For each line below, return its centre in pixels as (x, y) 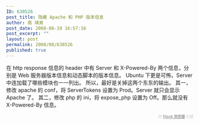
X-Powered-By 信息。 (33, 105)
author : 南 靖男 (25, 23)
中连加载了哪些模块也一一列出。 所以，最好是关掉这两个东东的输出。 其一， (99, 82)
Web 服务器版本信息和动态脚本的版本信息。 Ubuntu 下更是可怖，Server (105, 75)
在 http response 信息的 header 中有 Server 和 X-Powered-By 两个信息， (95, 68)
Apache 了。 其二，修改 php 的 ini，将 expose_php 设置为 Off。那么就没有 (97, 97)
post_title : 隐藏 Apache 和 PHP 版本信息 (55, 17)
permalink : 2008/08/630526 (40, 45)
